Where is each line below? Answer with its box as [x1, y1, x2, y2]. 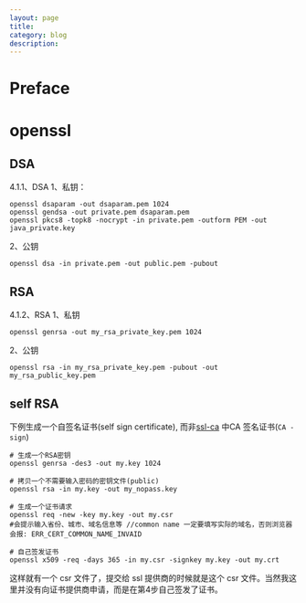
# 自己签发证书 [9, 547, 59, 557]
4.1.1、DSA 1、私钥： [9, 182, 87, 193]
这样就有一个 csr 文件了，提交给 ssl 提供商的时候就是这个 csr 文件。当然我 [9, 573, 290, 584]
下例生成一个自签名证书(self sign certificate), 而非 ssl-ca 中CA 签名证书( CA [9, 421, 287, 432]
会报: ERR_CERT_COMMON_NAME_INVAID [9, 530, 142, 539]
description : [9, 38, 59, 48]
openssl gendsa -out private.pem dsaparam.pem [9, 207, 190, 217]
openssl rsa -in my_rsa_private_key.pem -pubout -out [9, 363, 219, 373]
